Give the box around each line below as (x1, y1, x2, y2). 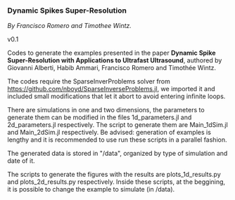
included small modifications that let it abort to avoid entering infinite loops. (7, 92, 226, 100)
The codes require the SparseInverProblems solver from (7, 77, 171, 86)
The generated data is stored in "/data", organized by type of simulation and (7, 149, 228, 158)
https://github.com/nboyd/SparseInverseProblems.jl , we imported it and (7, 85, 215, 93)
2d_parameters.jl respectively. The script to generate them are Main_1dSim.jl (7, 121, 229, 129)
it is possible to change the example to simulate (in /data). (7, 185, 175, 194)
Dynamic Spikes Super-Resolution (7, 6, 127, 15)
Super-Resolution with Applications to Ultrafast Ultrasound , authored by (7, 56, 222, 65)
